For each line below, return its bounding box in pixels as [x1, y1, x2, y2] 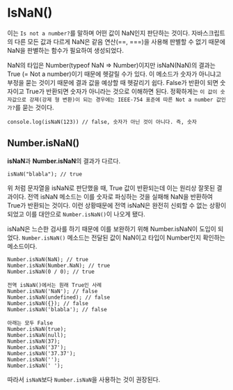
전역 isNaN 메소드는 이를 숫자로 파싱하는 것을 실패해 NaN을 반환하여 [27, 192, 214, 201]
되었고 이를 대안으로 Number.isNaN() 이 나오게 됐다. [7, 210, 146, 218]
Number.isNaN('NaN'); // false [7, 288, 98, 295]
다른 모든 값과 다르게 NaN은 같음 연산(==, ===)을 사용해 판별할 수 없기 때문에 [14, 37, 226, 46]
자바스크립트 [191, 29, 226, 37]
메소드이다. [7, 242, 38, 250]
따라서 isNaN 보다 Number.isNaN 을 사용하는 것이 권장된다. [7, 375, 161, 384]
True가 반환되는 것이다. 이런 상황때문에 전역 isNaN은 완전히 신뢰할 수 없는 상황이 [7, 201, 227, 210]
